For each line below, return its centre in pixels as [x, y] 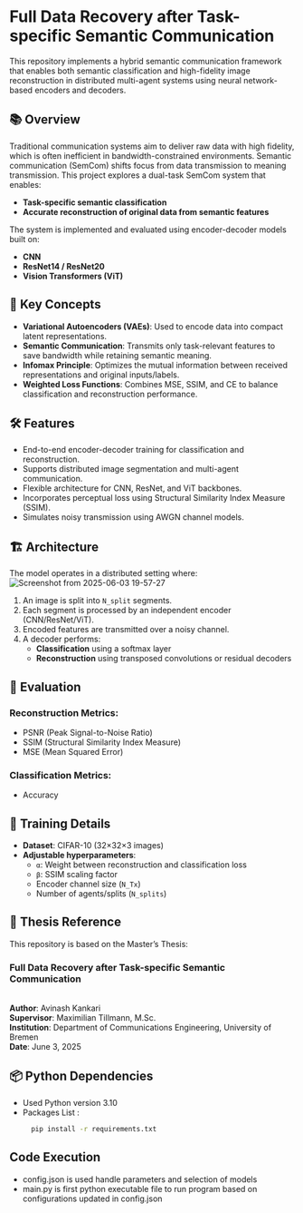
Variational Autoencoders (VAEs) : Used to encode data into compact [152, 326]
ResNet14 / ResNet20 [64, 266]
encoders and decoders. [80, 90]
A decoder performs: [62, 639]
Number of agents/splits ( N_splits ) [101, 893]
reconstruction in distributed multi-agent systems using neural [126, 80]
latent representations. [64, 336]
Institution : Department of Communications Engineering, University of [141, 1028]
